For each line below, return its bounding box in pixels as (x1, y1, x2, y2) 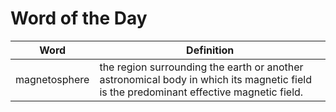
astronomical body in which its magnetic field (99, 72, 312, 86)
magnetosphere (15, 72, 90, 86)
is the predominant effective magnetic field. (99, 85, 304, 99)
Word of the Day (10, 7, 148, 30)
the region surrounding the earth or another (99, 60, 304, 74)
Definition (186, 43, 235, 57)
